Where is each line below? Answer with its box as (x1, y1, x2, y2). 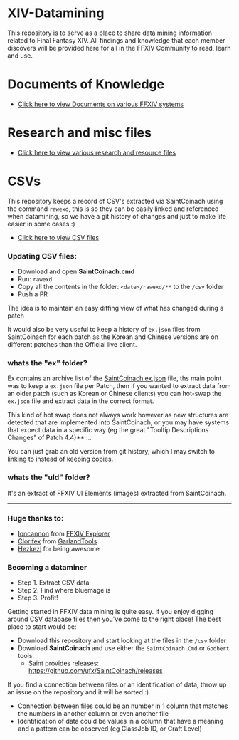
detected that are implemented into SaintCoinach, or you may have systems (7, 418, 230, 427)
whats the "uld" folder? (7, 472, 90, 482)
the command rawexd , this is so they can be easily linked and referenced (7, 204, 219, 213)
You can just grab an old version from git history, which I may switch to (7, 447, 216, 456)
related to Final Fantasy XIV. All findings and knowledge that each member (7, 36, 225, 44)
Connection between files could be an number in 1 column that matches (17, 702, 228, 710)
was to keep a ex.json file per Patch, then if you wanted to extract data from (7, 382, 231, 390)
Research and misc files (7, 125, 152, 141)
